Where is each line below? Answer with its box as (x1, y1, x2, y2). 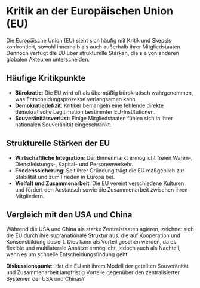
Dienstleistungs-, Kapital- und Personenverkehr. (14, 160, 134, 168)
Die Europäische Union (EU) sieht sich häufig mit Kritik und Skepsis (6, 37, 171, 44)
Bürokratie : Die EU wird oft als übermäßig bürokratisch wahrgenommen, (14, 89, 193, 96)
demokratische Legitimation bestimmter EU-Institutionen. (14, 108, 156, 115)
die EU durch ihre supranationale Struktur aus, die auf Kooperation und (6, 232, 181, 239)
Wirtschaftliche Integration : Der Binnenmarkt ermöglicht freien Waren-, (14, 154, 193, 161)
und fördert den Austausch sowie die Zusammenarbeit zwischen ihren (14, 186, 188, 193)
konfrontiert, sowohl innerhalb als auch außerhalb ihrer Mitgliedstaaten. (6, 43, 182, 50)
